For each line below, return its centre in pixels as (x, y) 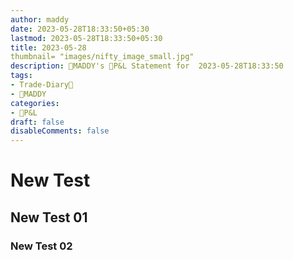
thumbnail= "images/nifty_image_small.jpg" (102, 57)
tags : (21, 76)
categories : (35, 103)
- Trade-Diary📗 (42, 85)
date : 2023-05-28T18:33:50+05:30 (80, 29)
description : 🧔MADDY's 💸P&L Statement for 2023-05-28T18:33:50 (147, 66)
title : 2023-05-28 (48, 47)
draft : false (37, 122)
